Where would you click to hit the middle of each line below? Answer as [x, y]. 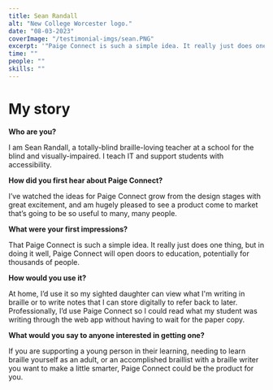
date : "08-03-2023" [41, 31]
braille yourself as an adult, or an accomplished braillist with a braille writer [134, 359]
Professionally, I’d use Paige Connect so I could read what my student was [133, 310]
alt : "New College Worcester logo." [70, 24]
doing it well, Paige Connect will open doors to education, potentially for [129, 253]
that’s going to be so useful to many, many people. [93, 213]
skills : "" [27, 69]
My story [39, 108]
